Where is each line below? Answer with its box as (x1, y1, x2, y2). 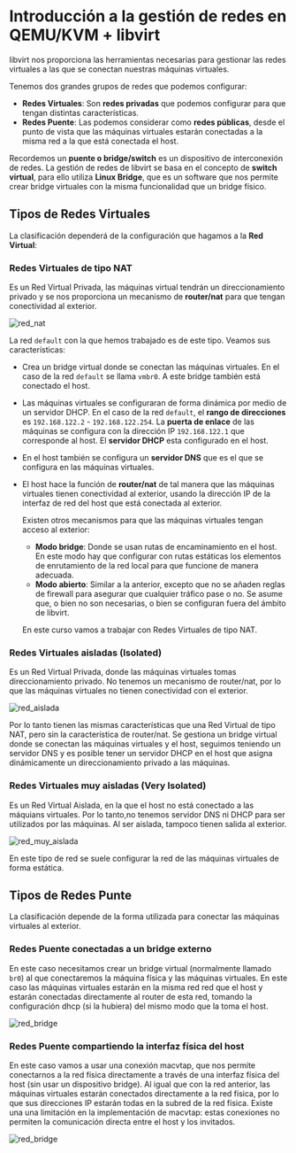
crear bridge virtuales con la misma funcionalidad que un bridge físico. (9, 181, 267, 191)
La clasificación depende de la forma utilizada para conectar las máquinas (9, 911, 280, 922)
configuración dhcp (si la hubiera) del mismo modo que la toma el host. (9, 1001, 269, 1011)
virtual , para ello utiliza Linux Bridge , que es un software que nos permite (9, 171, 278, 182)
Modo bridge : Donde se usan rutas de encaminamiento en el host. (34, 542, 277, 553)
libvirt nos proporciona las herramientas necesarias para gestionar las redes (9, 54, 286, 65)
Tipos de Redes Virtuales (9, 206, 151, 222)
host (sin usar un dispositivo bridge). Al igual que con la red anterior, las (9, 1079, 271, 1090)
